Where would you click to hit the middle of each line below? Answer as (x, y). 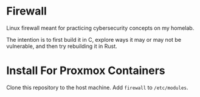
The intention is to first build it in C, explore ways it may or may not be (94, 39)
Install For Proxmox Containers (86, 71)
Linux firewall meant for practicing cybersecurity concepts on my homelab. (100, 28)
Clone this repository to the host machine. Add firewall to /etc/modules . (97, 87)
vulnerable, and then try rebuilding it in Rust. (62, 46)
